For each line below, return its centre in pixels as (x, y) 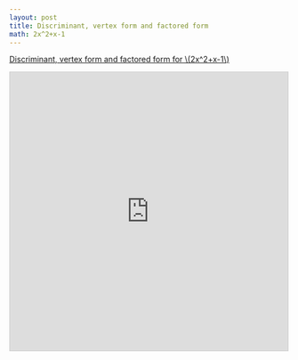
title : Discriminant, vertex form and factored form (109, 26)
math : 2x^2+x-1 (37, 34)
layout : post (33, 17)
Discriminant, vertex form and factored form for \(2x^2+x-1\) (119, 60)
